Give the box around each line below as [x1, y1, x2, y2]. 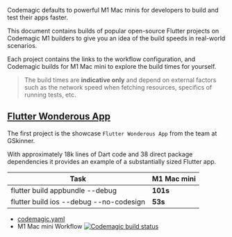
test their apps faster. [7, 13, 68, 22]
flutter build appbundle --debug [10, 186, 117, 195]
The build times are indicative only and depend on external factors [24, 76, 217, 84]
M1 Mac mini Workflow [17, 222, 83, 230]
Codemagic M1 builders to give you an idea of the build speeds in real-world [7, 34, 226, 42]
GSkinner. [7, 136, 35, 145]
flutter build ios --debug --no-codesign [10, 197, 146, 206]
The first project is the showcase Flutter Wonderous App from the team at [7, 129, 217, 138]
